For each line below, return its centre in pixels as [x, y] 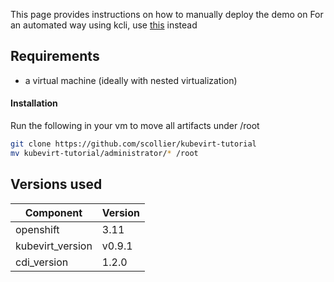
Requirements [55, 56]
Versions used [56, 184]
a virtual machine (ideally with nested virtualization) [131, 80]
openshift [37, 229]
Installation [34, 103]
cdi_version [42, 262]
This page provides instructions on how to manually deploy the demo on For [167, 14]
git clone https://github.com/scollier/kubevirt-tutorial [133, 144]
